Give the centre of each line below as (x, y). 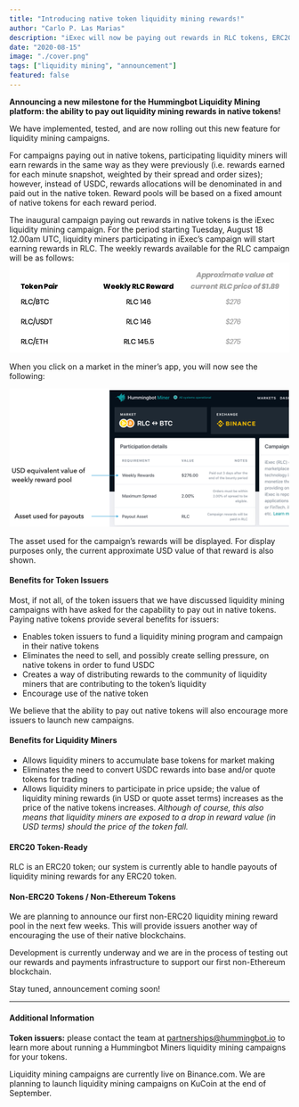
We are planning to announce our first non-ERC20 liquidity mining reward (144, 917)
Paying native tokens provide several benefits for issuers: (114, 619)
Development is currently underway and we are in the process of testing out (149, 953)
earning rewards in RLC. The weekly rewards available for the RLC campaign (149, 248)
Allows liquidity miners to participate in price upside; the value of (141, 789)
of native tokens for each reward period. (83, 202)
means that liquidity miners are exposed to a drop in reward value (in (149, 817)
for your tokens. (38, 1056)
